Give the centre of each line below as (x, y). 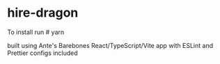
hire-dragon (43, 13)
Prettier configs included (42, 53)
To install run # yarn (36, 32)
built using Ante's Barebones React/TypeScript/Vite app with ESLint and (110, 45)
